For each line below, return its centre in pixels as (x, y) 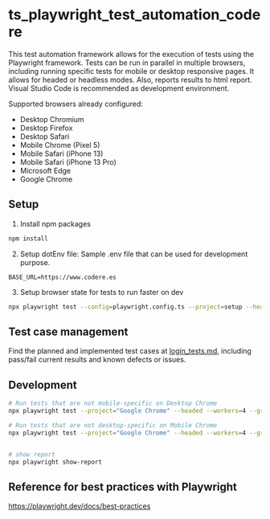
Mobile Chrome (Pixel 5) (60, 145)
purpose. (35, 262)
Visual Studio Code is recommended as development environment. (119, 88)
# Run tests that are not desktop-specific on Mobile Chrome (113, 425)
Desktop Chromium (52, 119)
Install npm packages (55, 223)
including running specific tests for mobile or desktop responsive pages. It (131, 71)
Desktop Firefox (46, 128)
